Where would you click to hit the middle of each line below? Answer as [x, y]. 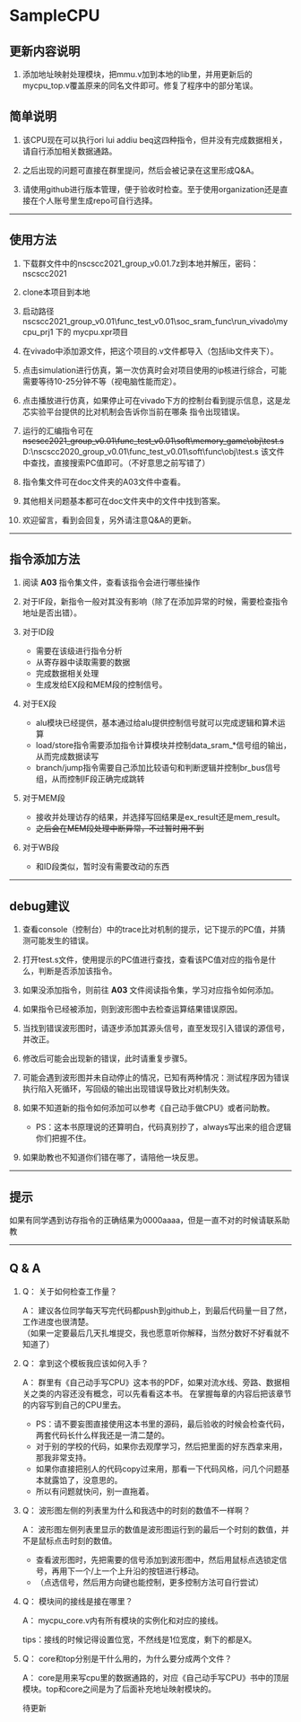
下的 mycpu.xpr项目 [92, 331]
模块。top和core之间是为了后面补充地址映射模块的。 [119, 1689]
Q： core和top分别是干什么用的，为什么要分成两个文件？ [127, 1658]
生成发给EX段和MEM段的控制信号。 [101, 684]
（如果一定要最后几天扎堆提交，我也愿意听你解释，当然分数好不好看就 [152, 1333]
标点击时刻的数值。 [82, 1541]
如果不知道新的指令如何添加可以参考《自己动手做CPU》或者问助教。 [148, 1108]
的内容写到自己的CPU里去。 [74, 1404]
